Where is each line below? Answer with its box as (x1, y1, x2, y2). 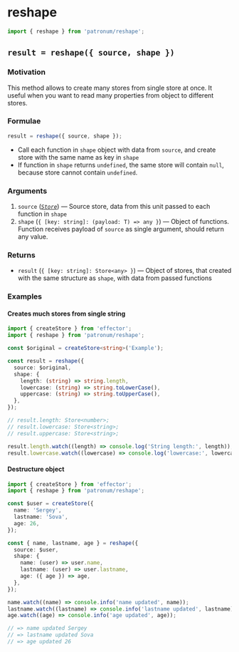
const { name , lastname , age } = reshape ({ (7, 539, 139, 547)
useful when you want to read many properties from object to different (7, 90, 214, 100)
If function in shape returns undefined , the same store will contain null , (17, 160, 224, 169)
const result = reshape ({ (7, 358, 84, 365)
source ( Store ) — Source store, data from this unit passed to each (17, 202, 211, 210)
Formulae (7, 116, 41, 126)
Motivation (7, 67, 46, 77)
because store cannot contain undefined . (17, 168, 138, 177)
